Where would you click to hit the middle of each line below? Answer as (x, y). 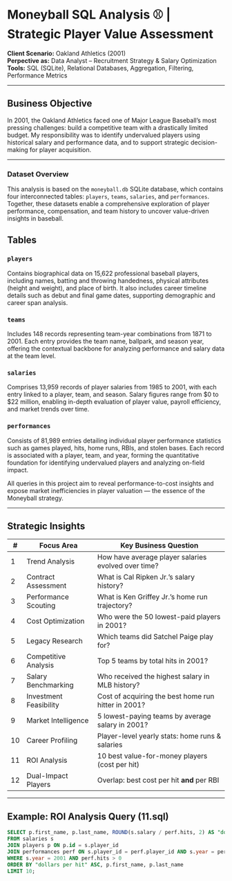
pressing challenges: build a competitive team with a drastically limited (108, 127)
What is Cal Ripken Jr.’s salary (146, 577)
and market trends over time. (48, 409)
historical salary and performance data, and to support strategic (98, 142)
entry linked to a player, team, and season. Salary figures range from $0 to (113, 395)
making (18, 149)
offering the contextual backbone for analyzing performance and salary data (116, 349)
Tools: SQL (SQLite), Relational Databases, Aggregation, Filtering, (100, 68)
